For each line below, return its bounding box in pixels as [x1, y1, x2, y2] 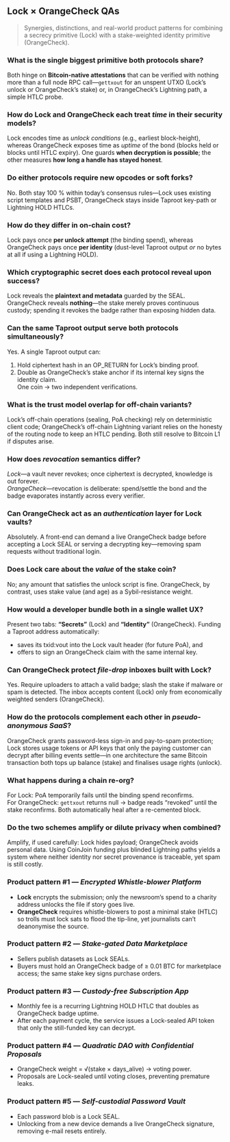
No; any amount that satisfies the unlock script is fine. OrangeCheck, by [7, 580, 210, 588]
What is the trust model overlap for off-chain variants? [7, 400, 192, 409]
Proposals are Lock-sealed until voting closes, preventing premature [16, 1072, 210, 1080]
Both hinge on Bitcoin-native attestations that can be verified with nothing [7, 71, 219, 80]
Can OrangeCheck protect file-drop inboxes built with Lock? [7, 665, 212, 675]
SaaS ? [49, 721, 72, 731]
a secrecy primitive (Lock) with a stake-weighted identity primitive [23, 31, 211, 39]
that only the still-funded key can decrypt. [16, 1024, 136, 1032]
